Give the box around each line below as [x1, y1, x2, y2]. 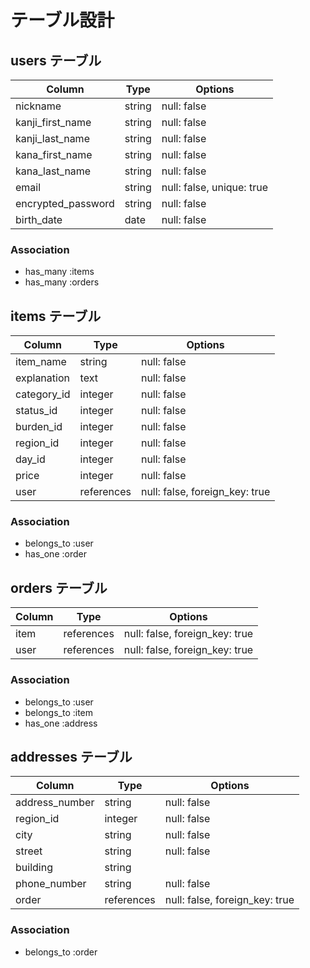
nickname [15, 99, 62, 113]
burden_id [15, 420, 63, 434]
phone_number [15, 877, 87, 891]
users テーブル [10, 52, 102, 69]
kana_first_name [15, 148, 93, 161]
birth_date [15, 213, 63, 226]
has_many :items [24, 266, 95, 278]
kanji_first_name [15, 116, 92, 129]
